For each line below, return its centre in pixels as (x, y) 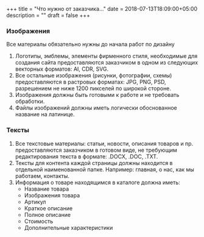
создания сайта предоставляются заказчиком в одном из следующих (107, 63)
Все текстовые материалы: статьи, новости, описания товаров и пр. (104, 143)
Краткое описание (48, 208)
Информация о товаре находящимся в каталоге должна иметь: (98, 182)
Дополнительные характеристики (69, 227)
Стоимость (39, 221)
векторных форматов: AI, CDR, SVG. (62, 69)
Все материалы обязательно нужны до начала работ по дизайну (90, 44)
